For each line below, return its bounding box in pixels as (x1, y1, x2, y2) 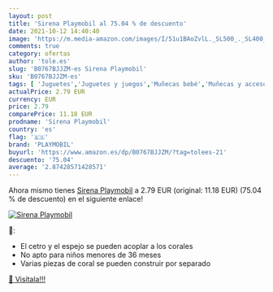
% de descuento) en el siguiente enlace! (8, 194, 144, 204)
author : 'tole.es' (8, 58, 71, 66)
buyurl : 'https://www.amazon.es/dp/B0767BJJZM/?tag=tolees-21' (8, 148, 227, 156)
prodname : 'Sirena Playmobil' (8, 118, 111, 126)
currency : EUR (8, 95, 57, 103)
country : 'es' (8, 125, 57, 133)
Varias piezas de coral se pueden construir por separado (19, 259, 211, 268)
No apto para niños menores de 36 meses (19, 250, 162, 260)
